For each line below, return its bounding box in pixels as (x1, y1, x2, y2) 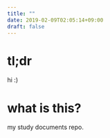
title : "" (7, 10, 36, 17)
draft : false (7, 23, 45, 30)
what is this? (7, 100, 82, 116)
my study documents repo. (7, 123, 84, 132)
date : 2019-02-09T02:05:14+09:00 (7, 17, 104, 24)
